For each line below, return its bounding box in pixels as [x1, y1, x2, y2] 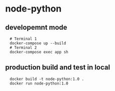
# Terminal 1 [10, 36, 37, 41]
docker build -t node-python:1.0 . [10, 76, 84, 81]
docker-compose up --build [10, 41, 66, 46]
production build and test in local [5, 63, 110, 72]
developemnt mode [5, 23, 68, 32]
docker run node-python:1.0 [10, 81, 69, 86]
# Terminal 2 [10, 45, 37, 50]
